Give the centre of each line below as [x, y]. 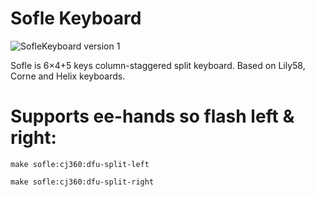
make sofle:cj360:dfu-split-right [82, 182]
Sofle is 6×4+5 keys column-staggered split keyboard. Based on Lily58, [158, 65]
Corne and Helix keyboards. [68, 76]
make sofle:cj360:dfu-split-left [80, 164]
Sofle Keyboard [76, 18]
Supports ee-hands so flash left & [152, 116]
